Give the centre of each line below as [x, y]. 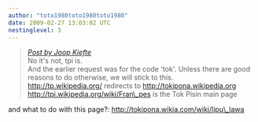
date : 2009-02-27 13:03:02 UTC [59, 23]
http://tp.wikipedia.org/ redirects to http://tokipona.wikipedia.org [132, 86]
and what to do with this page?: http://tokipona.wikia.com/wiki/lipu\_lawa [126, 109]
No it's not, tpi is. [55, 61]
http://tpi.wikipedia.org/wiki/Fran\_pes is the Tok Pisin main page [132, 94]
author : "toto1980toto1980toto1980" [68, 15]
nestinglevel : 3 [35, 30]
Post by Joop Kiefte [59, 53]
